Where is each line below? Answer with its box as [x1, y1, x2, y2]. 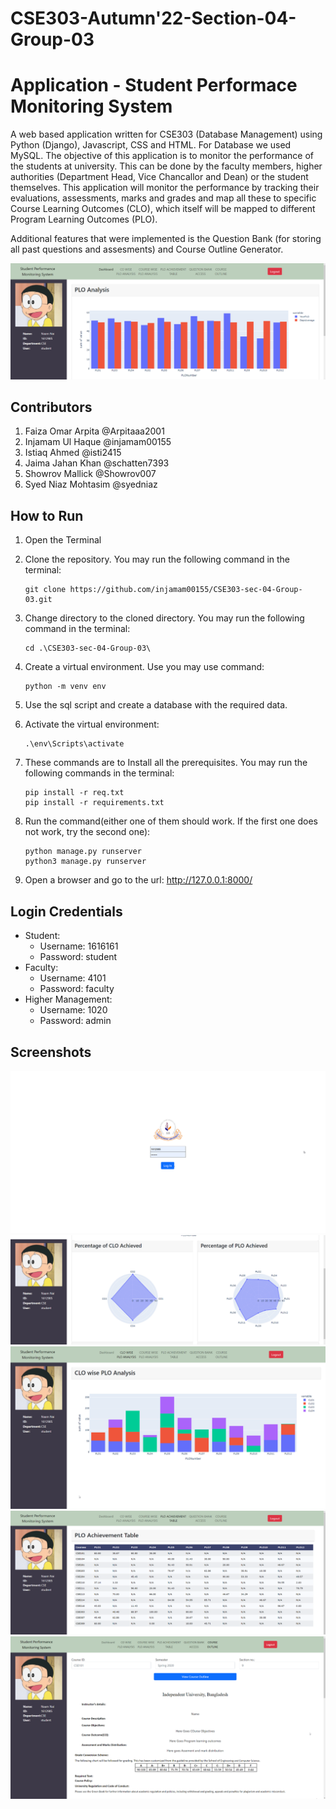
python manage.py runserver [24, 847, 142, 857]
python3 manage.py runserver [24, 857, 147, 867]
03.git [24, 595, 53, 605]
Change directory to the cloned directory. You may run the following [24, 612, 305, 624]
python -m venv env [24, 682, 107, 692]
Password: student [39, 951, 118, 963]
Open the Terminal [24, 534, 102, 546]
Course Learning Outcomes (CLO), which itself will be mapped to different [10, 203, 316, 215]
